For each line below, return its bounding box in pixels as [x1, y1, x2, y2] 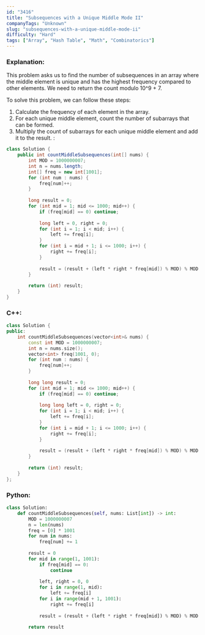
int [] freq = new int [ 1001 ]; [28, 169, 103, 175]
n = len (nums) [28, 522, 64, 528]
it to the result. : [15, 134, 55, 141]
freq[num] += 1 [39, 539, 78, 545]
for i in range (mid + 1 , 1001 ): [39, 596, 122, 602]
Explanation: [6, 58, 45, 66]
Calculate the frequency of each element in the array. [15, 108, 150, 116]
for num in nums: [28, 533, 72, 539]
